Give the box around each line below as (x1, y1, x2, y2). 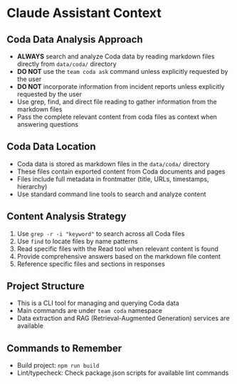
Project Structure (6, 280, 85, 292)
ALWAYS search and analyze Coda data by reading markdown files (16, 52, 215, 60)
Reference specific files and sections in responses (16, 260, 165, 268)
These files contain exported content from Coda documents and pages (16, 167, 226, 176)
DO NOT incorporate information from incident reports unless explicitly (16, 82, 225, 90)
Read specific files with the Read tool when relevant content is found (16, 244, 218, 253)
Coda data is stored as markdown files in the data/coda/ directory (16, 159, 210, 168)
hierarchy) (16, 182, 48, 191)
